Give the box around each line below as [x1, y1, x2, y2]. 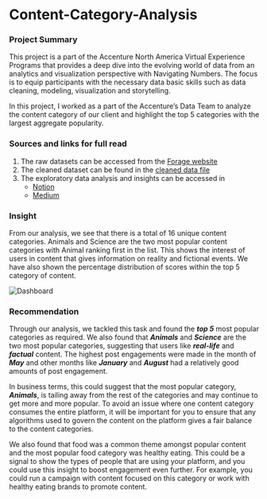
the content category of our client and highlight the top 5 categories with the [9, 110, 260, 120]
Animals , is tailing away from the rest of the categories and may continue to [9, 391, 258, 400]
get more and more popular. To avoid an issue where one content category [9, 399, 254, 408]
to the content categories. [9, 424, 94, 434]
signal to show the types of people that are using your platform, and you [9, 457, 246, 466]
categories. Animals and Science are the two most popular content [9, 237, 227, 246]
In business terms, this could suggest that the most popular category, [9, 382, 237, 391]
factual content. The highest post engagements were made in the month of [9, 349, 257, 360]
